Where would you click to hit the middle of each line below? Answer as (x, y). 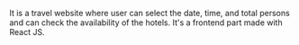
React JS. (27, 32)
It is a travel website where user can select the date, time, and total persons (149, 13)
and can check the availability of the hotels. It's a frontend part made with (146, 22)
